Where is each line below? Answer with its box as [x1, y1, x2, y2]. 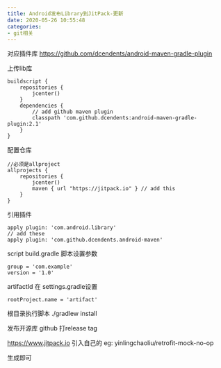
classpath [32, 115, 60, 122]
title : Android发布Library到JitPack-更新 [7, 10, 124, 17]
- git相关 [7, 29, 33, 37]
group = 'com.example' [7, 263, 73, 271]
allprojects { [7, 167, 49, 174]
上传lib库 [7, 64, 33, 73]
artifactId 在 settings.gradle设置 [7, 283, 98, 291]
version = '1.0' [7, 269, 54, 276]
